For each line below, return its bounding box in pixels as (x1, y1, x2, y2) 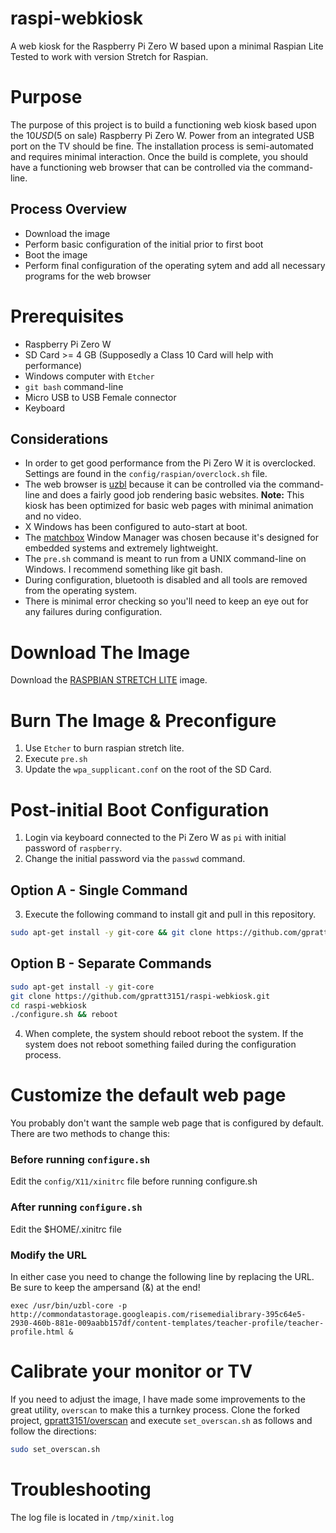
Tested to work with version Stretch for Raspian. (10, 50, 209, 62)
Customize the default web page (10, 1084, 287, 1107)
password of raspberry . (24, 842, 123, 854)
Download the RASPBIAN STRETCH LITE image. (10, 674, 208, 686)
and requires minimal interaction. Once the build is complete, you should (10, 150, 309, 162)
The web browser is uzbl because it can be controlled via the (24, 478, 277, 491)
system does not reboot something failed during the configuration (24, 1038, 297, 1051)
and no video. (24, 510, 82, 522)
